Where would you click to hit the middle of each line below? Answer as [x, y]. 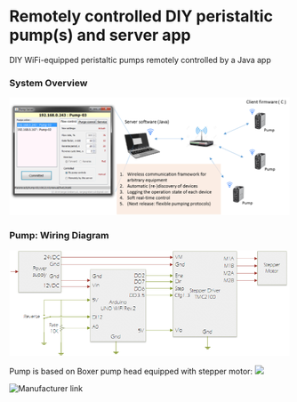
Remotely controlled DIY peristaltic [141, 16]
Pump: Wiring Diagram [59, 236]
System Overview [48, 83]
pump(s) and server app [100, 35]
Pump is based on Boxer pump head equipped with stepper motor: [131, 371]
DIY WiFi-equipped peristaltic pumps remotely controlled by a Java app [140, 60]
